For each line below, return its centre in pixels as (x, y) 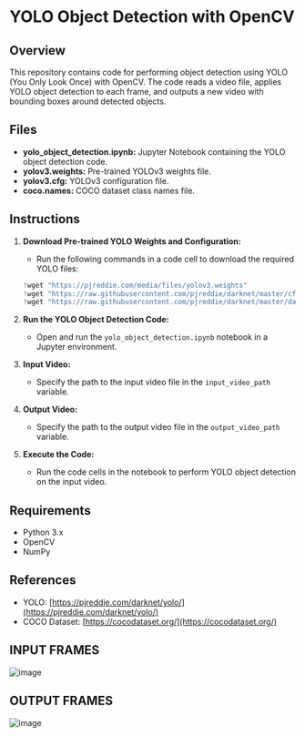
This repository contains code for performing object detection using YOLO (149, 72)
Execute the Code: (58, 455)
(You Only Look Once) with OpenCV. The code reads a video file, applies (146, 82)
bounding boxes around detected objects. (88, 101)
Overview (38, 51)
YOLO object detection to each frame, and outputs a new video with (137, 92)
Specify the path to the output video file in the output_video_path (158, 427)
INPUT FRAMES (55, 650)
